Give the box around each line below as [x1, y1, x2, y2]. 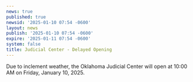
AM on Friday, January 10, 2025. [6, 69, 85, 76]
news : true [6, 8, 33, 15]
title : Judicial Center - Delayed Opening [6, 47, 112, 53]
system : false [6, 42, 41, 47]
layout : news [6, 25, 38, 31]
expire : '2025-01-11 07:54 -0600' [6, 36, 91, 42]
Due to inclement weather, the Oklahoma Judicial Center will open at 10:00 [6, 63, 188, 70]
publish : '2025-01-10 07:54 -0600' [6, 30, 94, 36]
